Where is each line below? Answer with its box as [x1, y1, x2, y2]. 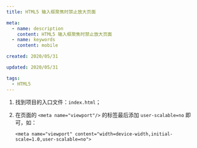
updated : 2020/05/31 [6, 64, 59, 70]
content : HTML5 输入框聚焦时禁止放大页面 [17, 31, 112, 37]
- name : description [12, 25, 64, 32]
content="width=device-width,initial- [75, 131, 173, 137]
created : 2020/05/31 [6, 53, 59, 59]
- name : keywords [12, 37, 56, 43]
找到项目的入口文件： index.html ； [15, 98, 101, 106]
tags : [6, 75, 20, 81]
